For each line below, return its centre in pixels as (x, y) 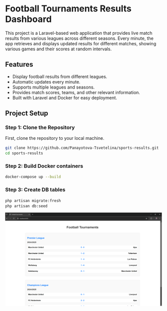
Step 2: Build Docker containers (44, 166)
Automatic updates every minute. (46, 82)
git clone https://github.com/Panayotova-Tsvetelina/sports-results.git (82, 148)
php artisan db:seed (27, 206)
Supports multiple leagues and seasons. (53, 87)
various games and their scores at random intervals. (58, 49)
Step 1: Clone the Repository (40, 127)
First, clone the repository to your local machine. (55, 138)
